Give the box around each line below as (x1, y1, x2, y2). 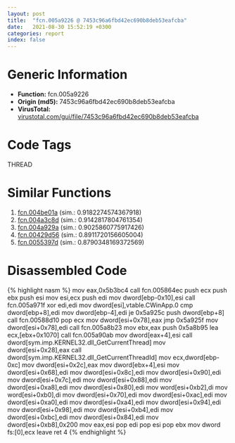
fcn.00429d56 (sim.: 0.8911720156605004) (17, 230, 144, 239)
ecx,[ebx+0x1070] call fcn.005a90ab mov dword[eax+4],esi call (7, 330, 193, 339)
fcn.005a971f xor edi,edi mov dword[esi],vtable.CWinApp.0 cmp (7, 300, 193, 309)
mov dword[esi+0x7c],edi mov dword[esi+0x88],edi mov (7, 375, 172, 384)
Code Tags (7, 137, 72, 153)
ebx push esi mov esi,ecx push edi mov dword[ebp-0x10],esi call (7, 293, 196, 302)
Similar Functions (7, 185, 111, 201)
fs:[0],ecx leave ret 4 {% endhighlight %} (7, 428, 127, 436)
